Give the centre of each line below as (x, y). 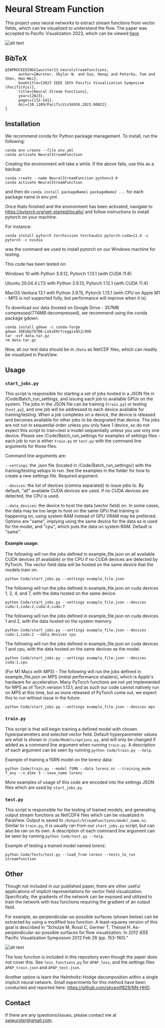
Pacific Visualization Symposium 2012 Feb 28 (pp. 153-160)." (67, 937)
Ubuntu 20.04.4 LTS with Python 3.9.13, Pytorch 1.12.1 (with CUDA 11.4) (77, 283)
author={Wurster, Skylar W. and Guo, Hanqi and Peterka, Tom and (86, 74)
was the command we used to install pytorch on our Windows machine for (81, 249)
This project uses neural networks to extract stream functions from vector (80, 23)
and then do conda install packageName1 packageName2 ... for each (74, 191)
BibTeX (16, 59)
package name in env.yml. (32, 197)
